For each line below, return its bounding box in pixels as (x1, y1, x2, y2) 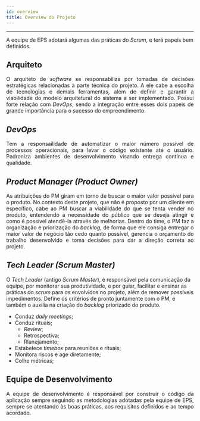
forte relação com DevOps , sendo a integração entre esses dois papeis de (6, 101, 194, 108)
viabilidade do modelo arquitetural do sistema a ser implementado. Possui (6, 95, 194, 102)
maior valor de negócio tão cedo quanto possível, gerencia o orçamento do (6, 230, 194, 237)
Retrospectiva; (23, 332, 60, 339)
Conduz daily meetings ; (14, 313, 73, 320)
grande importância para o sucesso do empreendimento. (6, 107, 146, 114)
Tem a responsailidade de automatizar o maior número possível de (6, 141, 194, 148)
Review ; (23, 325, 43, 332)
